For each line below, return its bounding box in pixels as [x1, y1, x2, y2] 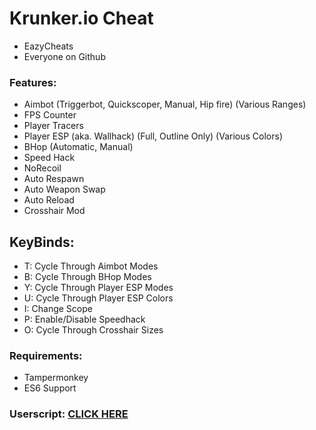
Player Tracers [23, 120, 84, 132]
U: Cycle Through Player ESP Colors [23, 292, 174, 304]
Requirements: [9, 348, 83, 362]
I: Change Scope [23, 303, 93, 315]
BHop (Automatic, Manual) [23, 141, 134, 153]
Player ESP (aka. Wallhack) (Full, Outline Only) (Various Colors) [23, 130, 283, 142]
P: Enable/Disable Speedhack [23, 313, 146, 326]
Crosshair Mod [23, 205, 86, 217]
